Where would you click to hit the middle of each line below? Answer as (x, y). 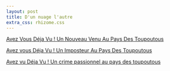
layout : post (22, 11)
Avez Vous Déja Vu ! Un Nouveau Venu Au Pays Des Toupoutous (85, 39)
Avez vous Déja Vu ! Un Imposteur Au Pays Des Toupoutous (79, 50)
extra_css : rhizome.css (36, 22)
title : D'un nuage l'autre (39, 17)
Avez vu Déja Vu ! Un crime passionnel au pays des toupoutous (84, 62)
